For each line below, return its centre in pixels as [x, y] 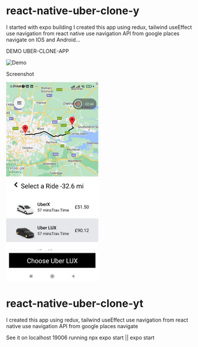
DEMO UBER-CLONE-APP [38, 51]
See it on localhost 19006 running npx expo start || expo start [80, 338]
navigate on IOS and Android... [43, 39]
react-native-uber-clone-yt [75, 304]
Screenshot [20, 74]
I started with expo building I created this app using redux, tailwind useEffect [99, 27]
